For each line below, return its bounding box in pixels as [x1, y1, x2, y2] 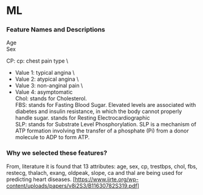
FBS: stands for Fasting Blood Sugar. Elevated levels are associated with [15, 101, 196, 109]
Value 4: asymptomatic [15, 89, 73, 96]
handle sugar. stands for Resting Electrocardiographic [15, 114, 150, 121]
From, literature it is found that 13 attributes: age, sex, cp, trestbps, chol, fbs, [6, 162, 198, 170]
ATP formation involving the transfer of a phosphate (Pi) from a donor [15, 127, 190, 134]
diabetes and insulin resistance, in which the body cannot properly [15, 108, 182, 115]
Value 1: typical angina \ [15, 69, 75, 77]
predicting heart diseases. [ [6, 176, 75, 183]
